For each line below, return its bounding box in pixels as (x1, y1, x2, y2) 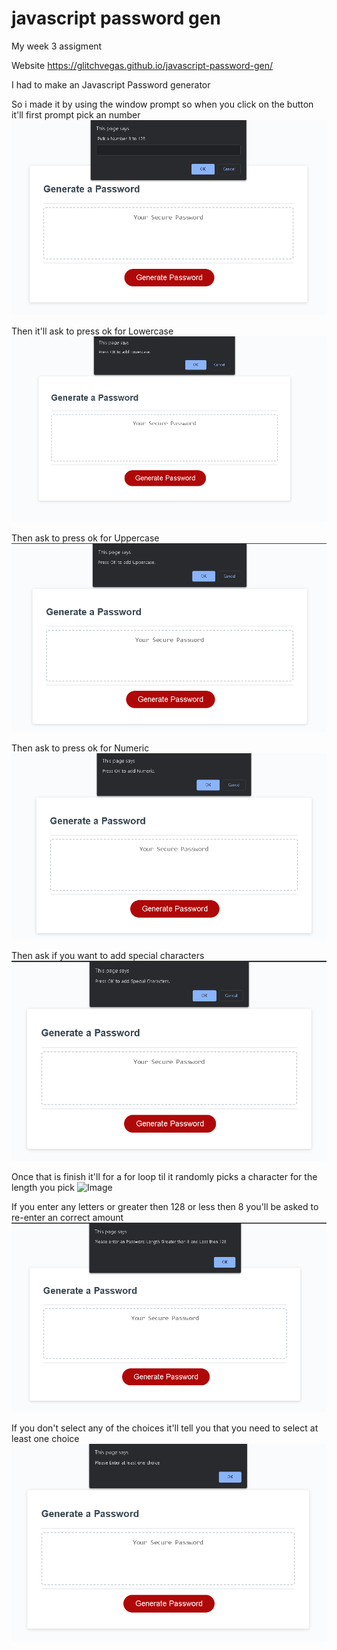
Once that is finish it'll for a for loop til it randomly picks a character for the (11, 1170, 318, 1182)
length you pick (11, 1181, 76, 1193)
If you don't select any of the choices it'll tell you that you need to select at (11, 1422, 319, 1434)
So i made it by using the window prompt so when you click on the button (11, 98, 314, 110)
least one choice (11, 1433, 80, 1445)
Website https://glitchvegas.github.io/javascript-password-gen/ (11, 59, 274, 71)
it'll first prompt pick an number (11, 108, 141, 121)
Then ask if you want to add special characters (11, 950, 205, 962)
